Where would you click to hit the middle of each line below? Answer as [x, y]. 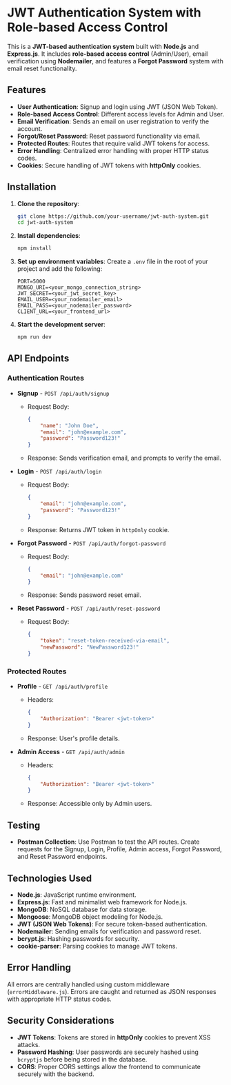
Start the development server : [61, 325]
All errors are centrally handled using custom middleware [89, 984]
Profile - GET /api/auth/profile [62, 687]
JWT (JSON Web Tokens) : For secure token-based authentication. [112, 924]
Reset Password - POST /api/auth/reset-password [89, 609]
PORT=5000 [31, 282]
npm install [34, 249]
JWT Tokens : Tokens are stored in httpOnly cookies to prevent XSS [114, 1037]
